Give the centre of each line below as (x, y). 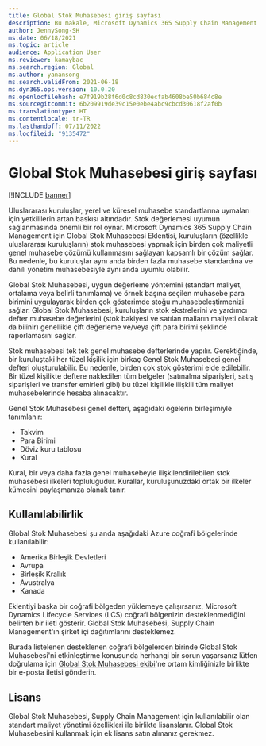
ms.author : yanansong (44, 75)
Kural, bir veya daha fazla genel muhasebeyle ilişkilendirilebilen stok (120, 472)
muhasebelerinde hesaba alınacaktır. (68, 393)
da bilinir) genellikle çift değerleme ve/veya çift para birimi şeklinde (118, 327)
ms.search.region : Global (51, 67)
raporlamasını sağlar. (42, 335)
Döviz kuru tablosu (50, 448)
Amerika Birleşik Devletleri (63, 557)
